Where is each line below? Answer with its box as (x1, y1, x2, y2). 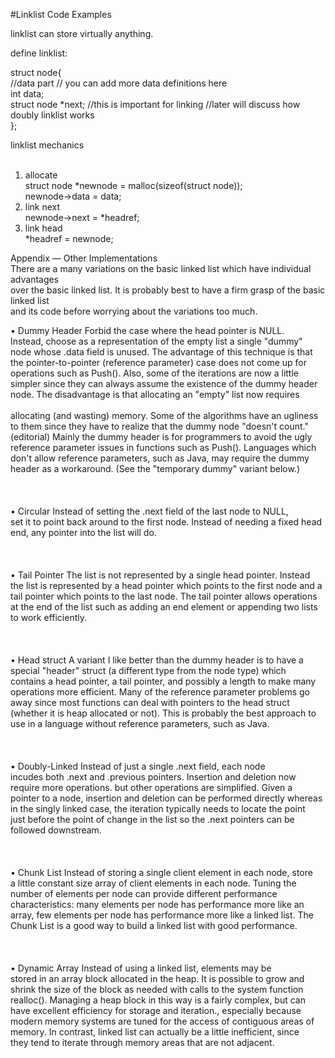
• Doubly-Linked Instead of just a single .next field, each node (10, 760, 266, 772)
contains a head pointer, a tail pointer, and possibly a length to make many (10, 675, 317, 687)
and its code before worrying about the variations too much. (10, 305, 258, 317)
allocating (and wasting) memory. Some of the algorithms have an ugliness (10, 410, 319, 421)
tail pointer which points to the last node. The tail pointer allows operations (10, 590, 318, 602)
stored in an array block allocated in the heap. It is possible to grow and (10, 973, 305, 984)
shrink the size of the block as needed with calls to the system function (10, 984, 304, 995)
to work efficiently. (10, 612, 88, 623)
